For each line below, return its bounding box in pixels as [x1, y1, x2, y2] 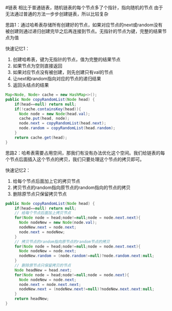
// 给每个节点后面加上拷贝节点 [14, 211, 71, 216]
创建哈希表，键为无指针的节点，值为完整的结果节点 [12, 56, 121, 63]
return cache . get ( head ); [14, 135, 68, 140]
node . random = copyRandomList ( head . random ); [18, 126, 116, 131]
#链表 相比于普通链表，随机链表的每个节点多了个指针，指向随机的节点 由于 [5, 5, 163, 10]
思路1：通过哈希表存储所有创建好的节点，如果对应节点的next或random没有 [5, 22, 163, 28]
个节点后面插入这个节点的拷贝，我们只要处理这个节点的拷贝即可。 [5, 156, 144, 162]
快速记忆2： [5, 167, 31, 173]
